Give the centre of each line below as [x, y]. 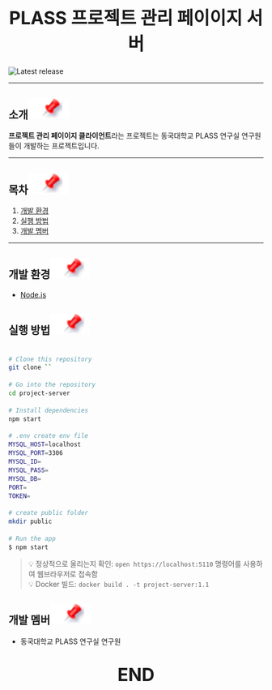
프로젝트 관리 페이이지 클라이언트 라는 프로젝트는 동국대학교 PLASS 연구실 [124, 136]
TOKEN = [19, 496]
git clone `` [30, 368]
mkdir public [30, 522]
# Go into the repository [52, 385]
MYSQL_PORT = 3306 [36, 453]
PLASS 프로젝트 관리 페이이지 [126, 17]
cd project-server [39, 393]
